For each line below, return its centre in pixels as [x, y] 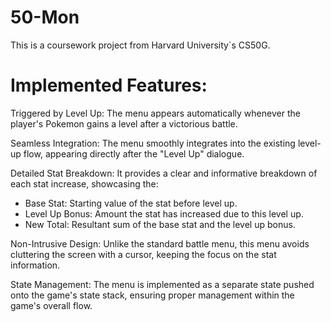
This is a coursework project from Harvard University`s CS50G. [140, 45]
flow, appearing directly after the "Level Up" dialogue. [134, 153]
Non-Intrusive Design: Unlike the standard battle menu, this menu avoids [160, 243]
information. [35, 265]
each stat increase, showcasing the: [84, 183]
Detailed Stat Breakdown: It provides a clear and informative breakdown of [164, 173]
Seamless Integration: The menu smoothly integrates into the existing [153, 143]
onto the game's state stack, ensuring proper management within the [152, 295]
